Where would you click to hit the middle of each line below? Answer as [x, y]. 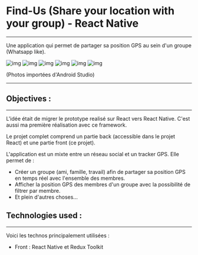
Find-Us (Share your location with [90, 11]
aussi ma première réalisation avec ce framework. [67, 125]
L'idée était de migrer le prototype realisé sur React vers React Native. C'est [98, 118]
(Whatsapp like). [26, 51]
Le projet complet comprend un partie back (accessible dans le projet [91, 136]
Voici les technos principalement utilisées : [58, 235]
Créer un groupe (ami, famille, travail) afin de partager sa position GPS [100, 172]
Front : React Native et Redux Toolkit [59, 247]
